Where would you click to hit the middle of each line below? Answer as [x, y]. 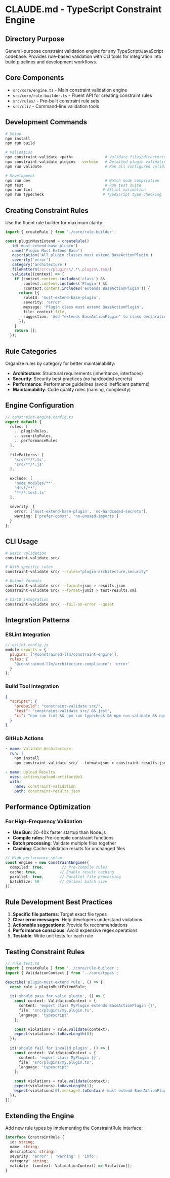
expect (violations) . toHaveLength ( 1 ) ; [54, 1086]
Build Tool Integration [32, 686]
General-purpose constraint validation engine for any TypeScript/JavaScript [84, 51]
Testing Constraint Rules [45, 952]
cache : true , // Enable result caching [62, 872]
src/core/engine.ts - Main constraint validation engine [70, 90]
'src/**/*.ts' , [30, 460]
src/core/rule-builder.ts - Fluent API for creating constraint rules [82, 95]
